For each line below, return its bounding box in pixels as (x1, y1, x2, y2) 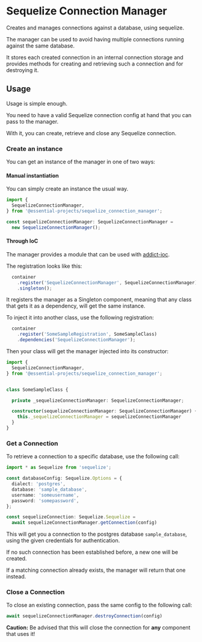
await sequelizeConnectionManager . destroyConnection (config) (6, 613, 163, 619)
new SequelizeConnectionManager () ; (11, 224, 101, 231)
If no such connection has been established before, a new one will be (6, 548, 179, 556)
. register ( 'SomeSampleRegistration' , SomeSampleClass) (17, 332, 158, 338)
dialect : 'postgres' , (11, 481, 66, 487)
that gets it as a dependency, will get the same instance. (6, 302, 145, 310)
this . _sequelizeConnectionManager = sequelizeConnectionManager (17, 414, 182, 420)
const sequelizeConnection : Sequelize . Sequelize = (6, 514, 136, 520)
